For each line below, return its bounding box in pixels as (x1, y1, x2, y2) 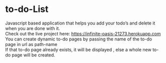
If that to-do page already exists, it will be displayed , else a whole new (5, 46, 151, 52)
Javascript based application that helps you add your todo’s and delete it (5, 20, 155, 26)
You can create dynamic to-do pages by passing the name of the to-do (5, 36, 152, 42)
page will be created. (12, 51, 55, 58)
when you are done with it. (5, 25, 60, 31)
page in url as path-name (5, 41, 58, 47)
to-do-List (5, 3, 49, 15)
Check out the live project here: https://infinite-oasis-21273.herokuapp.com (5, 30, 161, 36)
